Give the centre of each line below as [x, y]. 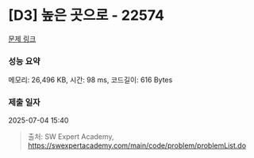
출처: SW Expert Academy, [71, 136]
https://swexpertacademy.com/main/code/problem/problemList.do [137, 145]
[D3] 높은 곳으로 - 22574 [87, 15]
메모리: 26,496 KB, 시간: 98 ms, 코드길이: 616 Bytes [90, 80]
